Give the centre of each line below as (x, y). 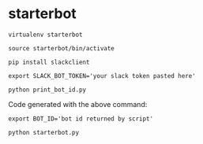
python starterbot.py (44, 132)
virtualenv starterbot (45, 35)
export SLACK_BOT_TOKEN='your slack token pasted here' (102, 76)
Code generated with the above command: (78, 104)
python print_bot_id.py (47, 90)
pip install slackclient (49, 62)
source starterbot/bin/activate (61, 48)
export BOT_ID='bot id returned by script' (81, 119)
